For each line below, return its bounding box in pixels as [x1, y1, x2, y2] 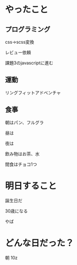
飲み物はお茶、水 [5, 150, 40, 157]
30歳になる [5, 208, 28, 214]
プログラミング [5, 25, 51, 33]
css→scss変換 [5, 39, 34, 45]
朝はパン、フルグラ [5, 119, 44, 125]
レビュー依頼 [5, 50, 31, 55]
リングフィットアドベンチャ [5, 89, 61, 95]
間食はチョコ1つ [5, 161, 37, 167]
